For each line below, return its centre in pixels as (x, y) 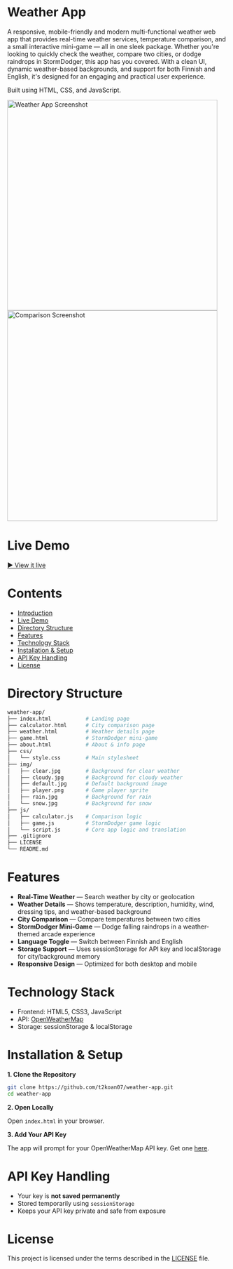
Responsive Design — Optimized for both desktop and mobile (107, 964)
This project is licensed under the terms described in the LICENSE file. (108, 1258)
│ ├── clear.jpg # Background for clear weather (93, 771)
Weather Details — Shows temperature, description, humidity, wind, (116, 904)
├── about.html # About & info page (76, 745)
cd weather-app (29, 1094)
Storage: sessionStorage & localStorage (75, 1026)
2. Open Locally (30, 1107)
